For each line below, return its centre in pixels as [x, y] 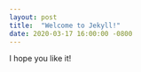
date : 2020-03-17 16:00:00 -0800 [71, 33]
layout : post [33, 17]
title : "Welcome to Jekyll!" [65, 25]
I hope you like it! [40, 59]
